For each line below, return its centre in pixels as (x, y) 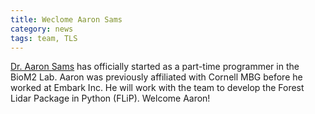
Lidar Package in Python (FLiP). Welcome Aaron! (110, 98)
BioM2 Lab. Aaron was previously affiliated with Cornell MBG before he (156, 77)
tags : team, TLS (44, 38)
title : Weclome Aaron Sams (66, 19)
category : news (42, 29)
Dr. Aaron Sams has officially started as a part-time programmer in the (155, 67)
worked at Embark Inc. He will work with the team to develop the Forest (157, 88)
